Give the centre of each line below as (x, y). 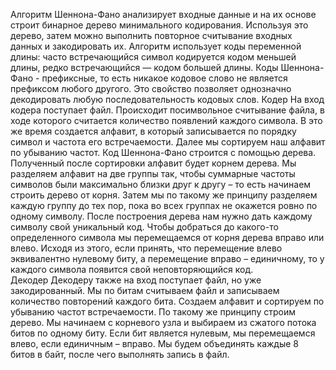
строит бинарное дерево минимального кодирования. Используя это (159, 25)
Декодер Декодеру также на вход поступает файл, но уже (136, 280)
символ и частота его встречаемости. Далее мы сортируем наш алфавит (168, 142)
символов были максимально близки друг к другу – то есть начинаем (161, 184)
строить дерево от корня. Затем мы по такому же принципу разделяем (164, 195)
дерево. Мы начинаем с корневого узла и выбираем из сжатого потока (163, 322)
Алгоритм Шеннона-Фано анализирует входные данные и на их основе (163, 14)
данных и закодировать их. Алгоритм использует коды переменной (156, 46)
